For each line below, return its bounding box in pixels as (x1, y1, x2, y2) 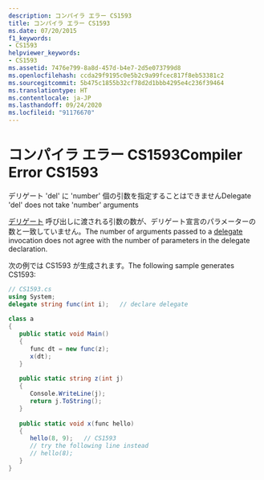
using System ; (8, 292, 56, 301)
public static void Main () (18, 330, 110, 338)
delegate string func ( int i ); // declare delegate (8, 300, 189, 308)
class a (8, 315, 35, 323)
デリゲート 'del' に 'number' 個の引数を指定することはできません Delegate (8, 190, 251, 201)
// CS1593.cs (8, 285, 52, 293)
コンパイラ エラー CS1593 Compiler (8, 146, 243, 165)
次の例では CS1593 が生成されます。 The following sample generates (8, 260, 235, 270)
